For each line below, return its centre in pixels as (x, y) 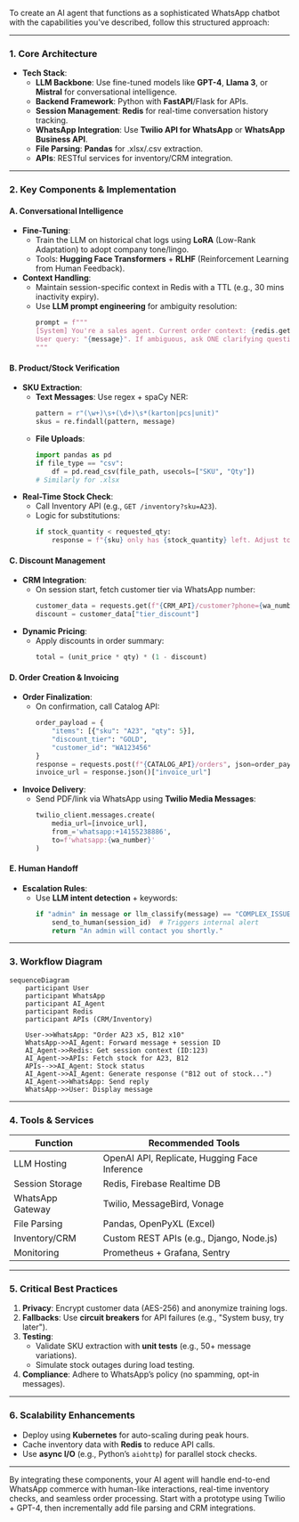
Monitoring (36, 1253)
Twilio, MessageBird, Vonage (163, 1204)
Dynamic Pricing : (54, 631)
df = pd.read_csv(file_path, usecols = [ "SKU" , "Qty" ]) (154, 471)
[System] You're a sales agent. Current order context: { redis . (157, 331)
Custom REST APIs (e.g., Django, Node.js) (190, 1239)
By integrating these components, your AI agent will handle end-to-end (140, 1479)
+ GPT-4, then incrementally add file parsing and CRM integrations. (133, 1508)
